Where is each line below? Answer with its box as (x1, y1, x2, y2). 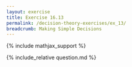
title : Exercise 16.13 (6, 14, 64, 21)
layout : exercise (6, 8, 50, 15)
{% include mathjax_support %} (6, 42, 86, 49)
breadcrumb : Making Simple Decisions (6, 25, 102, 32)
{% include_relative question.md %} (6, 54, 97, 61)
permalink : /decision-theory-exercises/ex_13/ (6, 20, 127, 26)
